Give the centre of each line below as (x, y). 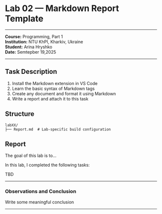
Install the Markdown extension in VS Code (55, 83)
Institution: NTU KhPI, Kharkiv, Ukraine (44, 42)
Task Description (31, 72)
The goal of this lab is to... (31, 156)
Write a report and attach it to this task (50, 99)
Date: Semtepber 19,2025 (31, 52)
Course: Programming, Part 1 (34, 36)
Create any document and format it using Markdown (64, 93)
